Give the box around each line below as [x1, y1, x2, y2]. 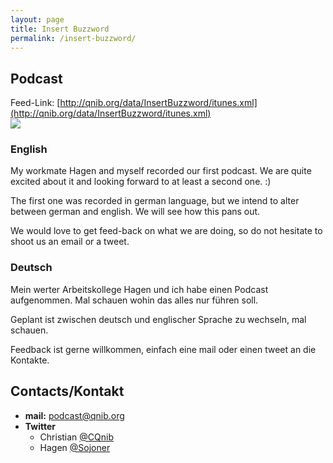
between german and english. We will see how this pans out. [10, 206, 261, 218]
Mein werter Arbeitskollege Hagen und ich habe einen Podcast [10, 283, 269, 295]
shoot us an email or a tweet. [10, 236, 130, 248]
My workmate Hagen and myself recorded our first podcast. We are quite [10, 165, 312, 177]
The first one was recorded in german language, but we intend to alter [10, 195, 300, 207]
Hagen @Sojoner [39, 441, 111, 453]
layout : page [10, 14, 65, 25]
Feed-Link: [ [10, 97, 61, 109]
